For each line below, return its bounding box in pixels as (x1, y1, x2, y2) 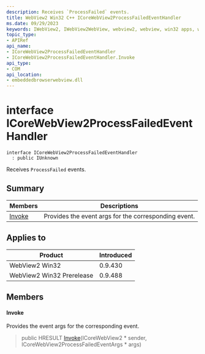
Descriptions (100, 201, 138, 210)
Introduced (99, 251, 132, 259)
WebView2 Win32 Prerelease (9, 271, 93, 279)
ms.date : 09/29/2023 (6, 20, 59, 26)
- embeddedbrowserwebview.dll (6, 77, 84, 83)
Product (39, 251, 63, 259)
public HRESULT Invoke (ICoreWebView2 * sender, (21, 334, 147, 342)
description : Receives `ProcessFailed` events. (6, 9, 130, 15)
